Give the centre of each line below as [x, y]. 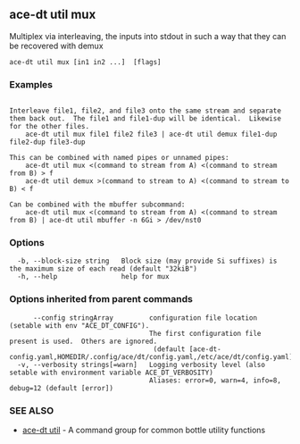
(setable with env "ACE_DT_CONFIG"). [79, 325]
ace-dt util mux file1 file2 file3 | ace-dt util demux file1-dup [151, 134]
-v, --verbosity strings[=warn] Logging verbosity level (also [142, 364]
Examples [31, 84]
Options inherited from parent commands [101, 299]
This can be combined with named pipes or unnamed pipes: [119, 158]
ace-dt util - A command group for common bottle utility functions [144, 430]
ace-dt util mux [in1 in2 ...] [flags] [86, 62]
